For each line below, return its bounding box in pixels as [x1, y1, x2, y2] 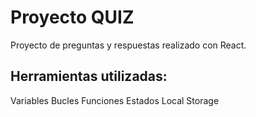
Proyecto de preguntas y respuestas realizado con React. [10, 39, 247, 51]
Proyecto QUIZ [10, 6, 135, 29]
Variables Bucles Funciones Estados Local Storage [10, 94, 220, 106]
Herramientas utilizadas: [10, 68, 168, 85]
